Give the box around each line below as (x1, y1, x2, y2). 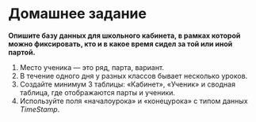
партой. (8, 47, 36, 57)
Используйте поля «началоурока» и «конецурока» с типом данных (19, 96, 248, 105)
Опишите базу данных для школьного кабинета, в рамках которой (8, 31, 241, 40)
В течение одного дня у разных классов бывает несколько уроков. (19, 71, 248, 80)
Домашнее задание (8, 5, 147, 23)
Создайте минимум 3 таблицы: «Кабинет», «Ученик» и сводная (19, 79, 236, 89)
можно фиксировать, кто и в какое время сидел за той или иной (8, 39, 233, 48)
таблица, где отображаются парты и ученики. (19, 87, 176, 97)
